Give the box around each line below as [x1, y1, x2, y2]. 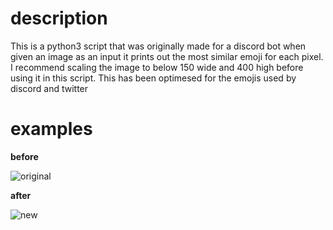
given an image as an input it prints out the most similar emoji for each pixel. [10, 50, 324, 62]
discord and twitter [10, 82, 89, 94]
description [10, 7, 108, 30]
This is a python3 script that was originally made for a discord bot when [10, 40, 307, 52]
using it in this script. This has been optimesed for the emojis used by [10, 72, 297, 84]
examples [10, 118, 93, 141]
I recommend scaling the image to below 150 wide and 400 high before [10, 61, 304, 73]
